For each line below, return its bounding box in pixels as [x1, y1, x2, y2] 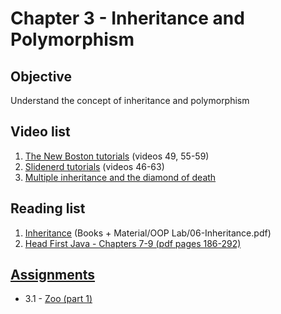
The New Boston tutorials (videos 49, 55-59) [24, 150, 210, 162]
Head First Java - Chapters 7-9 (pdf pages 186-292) [24, 237, 242, 249]
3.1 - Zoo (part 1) [24, 293, 93, 305]
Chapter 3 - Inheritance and [10, 7, 245, 30]
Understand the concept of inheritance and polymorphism [10, 95, 250, 106]
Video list [10, 123, 71, 141]
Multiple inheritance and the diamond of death [24, 171, 217, 183]
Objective [10, 68, 73, 85]
